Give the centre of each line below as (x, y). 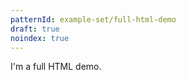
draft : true (35, 29)
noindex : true (40, 38)
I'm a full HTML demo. (56, 67)
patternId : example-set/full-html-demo (93, 19)
